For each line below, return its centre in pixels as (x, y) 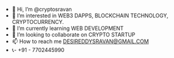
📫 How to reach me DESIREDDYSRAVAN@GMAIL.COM (80, 41)
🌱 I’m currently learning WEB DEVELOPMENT (68, 28)
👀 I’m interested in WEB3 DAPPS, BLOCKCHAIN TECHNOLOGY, (90, 16)
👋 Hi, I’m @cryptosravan (42, 9)
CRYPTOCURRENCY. (38, 22)
